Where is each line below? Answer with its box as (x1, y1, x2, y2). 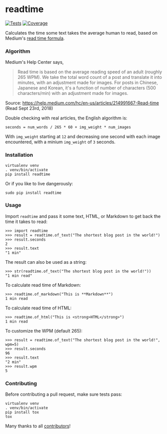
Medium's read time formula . (5, 35, 65, 41)
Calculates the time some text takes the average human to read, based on (5, 30, 158, 36)
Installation (5, 152, 34, 159)
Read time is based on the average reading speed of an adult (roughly (17, 69, 162, 75)
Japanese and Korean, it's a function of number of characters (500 (17, 85, 156, 91)
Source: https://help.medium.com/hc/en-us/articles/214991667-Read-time (5, 100, 159, 106)
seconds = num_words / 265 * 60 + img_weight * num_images (5, 125, 131, 130)
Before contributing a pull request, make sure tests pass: (5, 391, 122, 397)
